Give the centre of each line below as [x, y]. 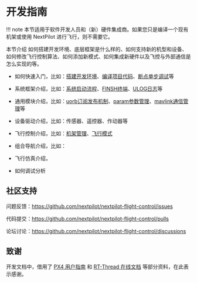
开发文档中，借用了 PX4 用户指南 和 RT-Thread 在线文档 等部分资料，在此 [95, 267]
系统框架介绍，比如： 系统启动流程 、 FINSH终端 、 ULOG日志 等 [89, 88]
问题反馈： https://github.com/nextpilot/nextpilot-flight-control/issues [89, 206]
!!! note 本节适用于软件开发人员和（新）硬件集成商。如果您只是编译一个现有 [97, 29]
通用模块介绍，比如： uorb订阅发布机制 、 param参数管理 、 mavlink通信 [99, 101]
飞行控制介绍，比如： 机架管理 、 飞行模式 [63, 133]
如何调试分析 [30, 171]
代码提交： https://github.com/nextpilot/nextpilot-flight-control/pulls [87, 219]
